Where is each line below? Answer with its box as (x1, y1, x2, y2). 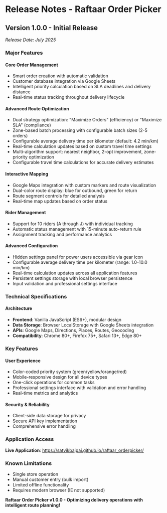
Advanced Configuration (5, 243, 58, 249)
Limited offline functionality (12, 481, 69, 487)
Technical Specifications (5, 293, 67, 300)
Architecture (5, 305, 33, 311)
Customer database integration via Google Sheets (12, 78, 116, 84)
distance (12, 89, 31, 95)
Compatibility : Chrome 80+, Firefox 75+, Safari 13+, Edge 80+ (12, 332, 142, 339)
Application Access (5, 436, 54, 443)
